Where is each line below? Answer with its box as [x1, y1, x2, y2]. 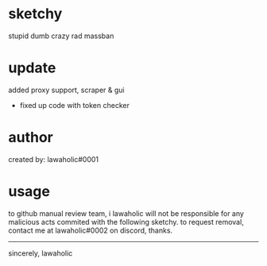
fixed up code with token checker [19, 100, 130, 110]
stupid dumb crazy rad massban [8, 31, 114, 40]
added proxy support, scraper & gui [8, 85, 125, 94]
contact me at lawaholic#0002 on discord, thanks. [8, 226, 173, 235]
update [8, 59, 56, 77]
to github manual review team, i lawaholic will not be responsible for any [8, 208, 245, 218]
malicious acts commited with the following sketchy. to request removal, [8, 217, 244, 226]
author [8, 129, 54, 147]
